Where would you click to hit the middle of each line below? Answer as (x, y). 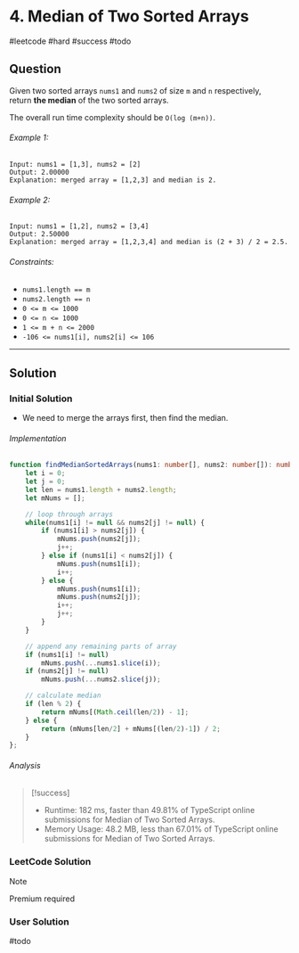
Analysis (25, 765)
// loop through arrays (69, 514)
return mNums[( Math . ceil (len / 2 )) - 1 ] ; (115, 712)
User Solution (39, 922)
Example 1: (29, 138)
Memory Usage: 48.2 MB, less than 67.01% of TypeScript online (161, 829)
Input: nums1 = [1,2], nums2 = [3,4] (79, 226)
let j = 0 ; (45, 481)
